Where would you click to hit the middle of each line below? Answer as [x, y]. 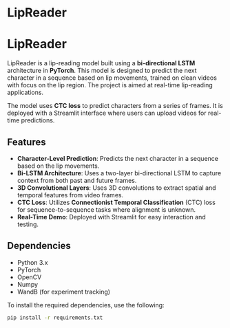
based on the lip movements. [58, 166]
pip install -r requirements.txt [55, 318]
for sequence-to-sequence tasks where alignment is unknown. [106, 209]
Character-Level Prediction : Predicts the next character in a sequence [118, 158]
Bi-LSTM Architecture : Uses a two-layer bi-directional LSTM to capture [119, 173]
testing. [28, 224]
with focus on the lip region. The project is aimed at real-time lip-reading [110, 85]
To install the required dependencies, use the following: [86, 305]
